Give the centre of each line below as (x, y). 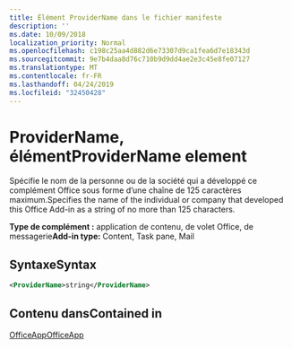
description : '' (39, 26)
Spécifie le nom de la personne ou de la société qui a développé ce (133, 181)
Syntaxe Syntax (53, 264)
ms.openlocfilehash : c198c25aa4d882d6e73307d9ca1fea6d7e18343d (130, 51)
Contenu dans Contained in (86, 314)
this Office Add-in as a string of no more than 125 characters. (122, 209)
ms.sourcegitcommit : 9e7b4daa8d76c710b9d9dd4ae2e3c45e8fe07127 (130, 59)
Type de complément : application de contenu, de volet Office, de (131, 227)
